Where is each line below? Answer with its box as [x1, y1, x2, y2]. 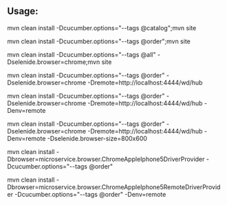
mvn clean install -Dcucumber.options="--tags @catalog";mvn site [7, 23, 197, 32]
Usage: [7, 6, 39, 17]
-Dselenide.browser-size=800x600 [47, 134, 148, 142]
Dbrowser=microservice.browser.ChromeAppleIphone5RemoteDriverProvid [7, 182, 221, 191]
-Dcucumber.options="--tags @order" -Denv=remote [14, 190, 166, 198]
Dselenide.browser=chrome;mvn [7, 58, 100, 66]
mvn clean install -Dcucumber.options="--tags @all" [7, 50, 156, 58]
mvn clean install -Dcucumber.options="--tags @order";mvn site [7, 37, 191, 45]
